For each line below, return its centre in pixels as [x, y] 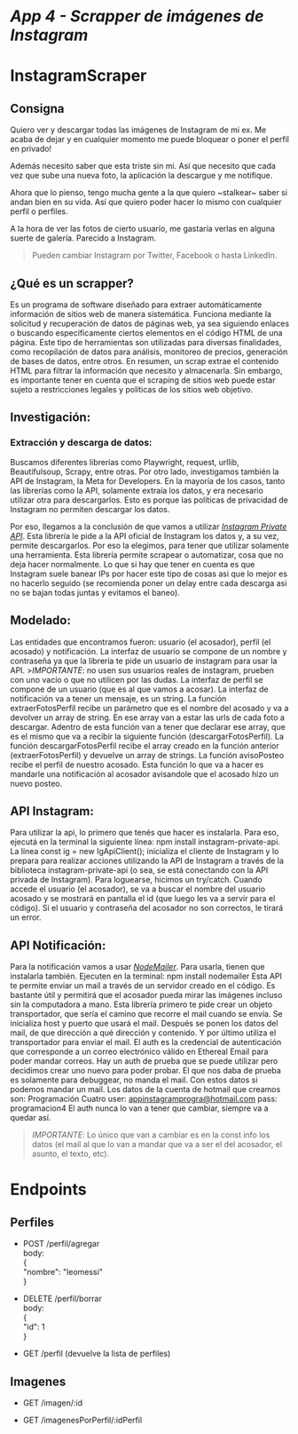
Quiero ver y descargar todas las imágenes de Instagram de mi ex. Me [138, 130]
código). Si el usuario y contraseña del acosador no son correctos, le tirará [147, 908]
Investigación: [51, 418]
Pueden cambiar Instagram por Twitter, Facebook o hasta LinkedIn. [154, 256]
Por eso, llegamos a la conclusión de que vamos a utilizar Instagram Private [149, 527]
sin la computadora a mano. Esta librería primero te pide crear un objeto [141, 1004]
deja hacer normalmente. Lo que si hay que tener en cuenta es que [133, 564]
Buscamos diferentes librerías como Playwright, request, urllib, [125, 462]
